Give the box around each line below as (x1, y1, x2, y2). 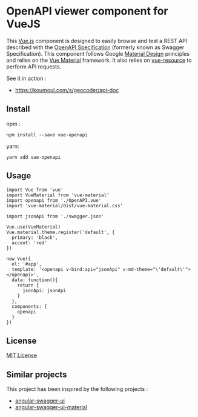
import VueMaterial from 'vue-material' (6, 192, 110, 198)
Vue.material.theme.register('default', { (6, 229, 115, 235)
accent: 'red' (12, 239, 47, 246)
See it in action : (6, 75, 47, 82)
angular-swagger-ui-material (15, 404, 88, 411)
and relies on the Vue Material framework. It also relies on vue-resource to (6, 56, 192, 64)
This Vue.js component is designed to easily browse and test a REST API (6, 37, 188, 44)
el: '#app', (12, 261, 42, 267)
